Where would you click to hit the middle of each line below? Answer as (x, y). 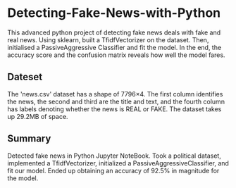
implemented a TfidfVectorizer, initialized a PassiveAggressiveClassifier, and (118, 163)
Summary (29, 139)
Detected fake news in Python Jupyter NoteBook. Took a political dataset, (114, 156)
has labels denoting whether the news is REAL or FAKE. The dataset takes (114, 109)
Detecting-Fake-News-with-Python (114, 13)
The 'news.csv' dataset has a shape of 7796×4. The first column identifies (115, 94)
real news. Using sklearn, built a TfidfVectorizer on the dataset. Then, (108, 39)
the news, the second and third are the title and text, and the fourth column (116, 101)
